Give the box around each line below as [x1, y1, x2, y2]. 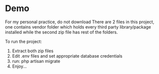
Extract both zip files [12, 48, 54, 54]
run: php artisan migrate [12, 58, 61, 64]
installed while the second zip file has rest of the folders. [5, 29, 118, 35]
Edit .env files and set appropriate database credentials [12, 53, 123, 59]
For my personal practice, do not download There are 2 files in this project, [5, 19, 154, 25]
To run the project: [5, 38, 42, 44]
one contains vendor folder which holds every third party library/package [5, 24, 151, 30]
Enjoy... [12, 63, 27, 69]
